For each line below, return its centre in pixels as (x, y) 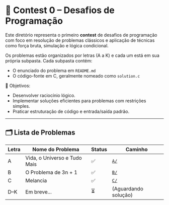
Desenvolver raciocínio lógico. (44, 95)
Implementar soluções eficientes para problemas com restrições (79, 101)
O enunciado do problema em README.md (54, 71)
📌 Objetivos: (18, 86)
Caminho (137, 149)
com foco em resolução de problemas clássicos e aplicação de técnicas (80, 40)
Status (99, 149)
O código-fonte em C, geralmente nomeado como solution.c (76, 76)
